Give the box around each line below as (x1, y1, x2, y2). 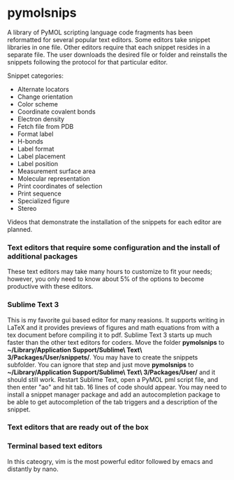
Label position (17, 159, 59, 167)
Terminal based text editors (7, 441, 103, 451)
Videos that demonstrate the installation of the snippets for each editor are (7, 217, 222, 226)
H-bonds (17, 137, 43, 145)
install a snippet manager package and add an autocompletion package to (7, 390, 221, 399)
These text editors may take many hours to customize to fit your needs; (7, 268, 213, 276)
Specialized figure (17, 196, 70, 205)
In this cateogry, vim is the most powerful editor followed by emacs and (7, 457, 213, 465)
